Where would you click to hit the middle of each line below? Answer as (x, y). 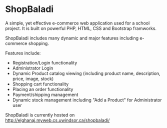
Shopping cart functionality (40, 84)
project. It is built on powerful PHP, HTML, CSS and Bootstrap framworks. (81, 28)
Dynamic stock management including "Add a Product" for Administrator (87, 100)
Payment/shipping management (45, 94)
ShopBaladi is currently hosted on (40, 115)
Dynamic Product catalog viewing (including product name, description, (86, 73)
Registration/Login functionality (45, 62)
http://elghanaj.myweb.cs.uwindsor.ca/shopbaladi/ (57, 120)
